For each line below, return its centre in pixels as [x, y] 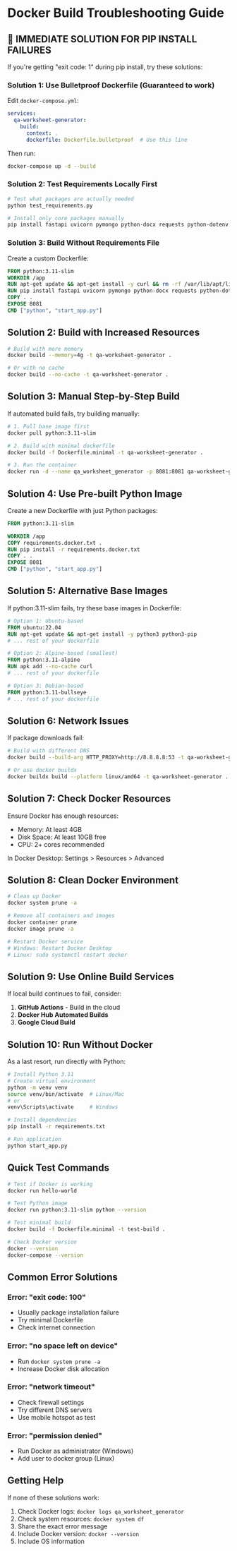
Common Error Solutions [63, 1277]
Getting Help [36, 1481]
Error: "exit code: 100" [47, 1297]
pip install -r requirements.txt [56, 1127]
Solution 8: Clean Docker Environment [93, 880]
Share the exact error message [62, 1526]
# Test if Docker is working [50, 1184]
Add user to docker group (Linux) [66, 1459]
